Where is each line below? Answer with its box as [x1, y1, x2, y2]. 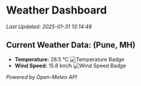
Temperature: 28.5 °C [14, 55, 69, 62]
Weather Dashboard [6, 4, 107, 17]
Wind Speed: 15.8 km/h [14, 62, 73, 69]
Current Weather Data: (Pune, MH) [6, 40, 136, 50]
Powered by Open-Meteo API [6, 73, 78, 80]
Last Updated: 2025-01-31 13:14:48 [6, 23, 93, 30]
